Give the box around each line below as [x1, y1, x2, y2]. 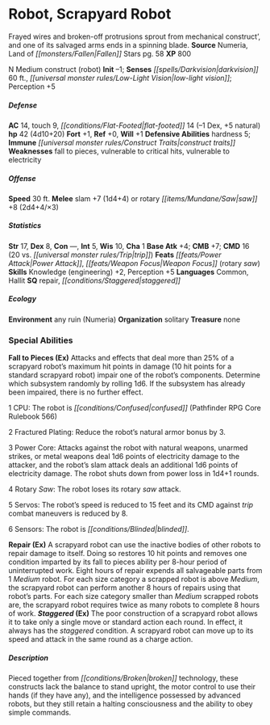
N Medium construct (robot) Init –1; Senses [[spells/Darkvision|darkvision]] [8, 64, 260, 74]
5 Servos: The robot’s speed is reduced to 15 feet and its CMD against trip [8, 500, 254, 510]
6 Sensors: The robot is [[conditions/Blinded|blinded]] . [8, 525, 189, 534]
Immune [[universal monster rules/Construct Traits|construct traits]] [8, 137, 236, 147]
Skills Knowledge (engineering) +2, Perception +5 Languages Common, [8, 267, 249, 276]
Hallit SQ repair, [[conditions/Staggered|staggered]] [8, 276, 181, 285]
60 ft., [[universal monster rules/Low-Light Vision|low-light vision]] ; [8, 73, 232, 82]
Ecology [8, 294, 37, 304]
